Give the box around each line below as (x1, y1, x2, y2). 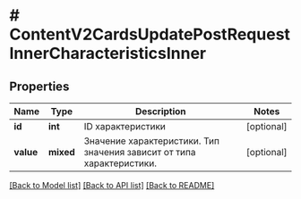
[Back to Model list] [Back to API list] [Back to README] (9, 180, 215, 190)
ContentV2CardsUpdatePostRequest (9, 24, 291, 45)
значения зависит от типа (83, 146, 196, 158)
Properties (9, 79, 70, 94)
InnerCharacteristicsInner (9, 44, 207, 63)
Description (134, 105, 186, 117)
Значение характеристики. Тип (83, 135, 219, 147)
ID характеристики (83, 120, 166, 132)
